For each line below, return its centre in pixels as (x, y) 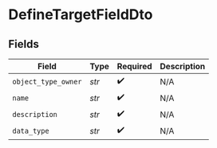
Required (135, 66)
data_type (31, 130)
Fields (24, 44)
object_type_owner (47, 82)
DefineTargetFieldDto (81, 15)
